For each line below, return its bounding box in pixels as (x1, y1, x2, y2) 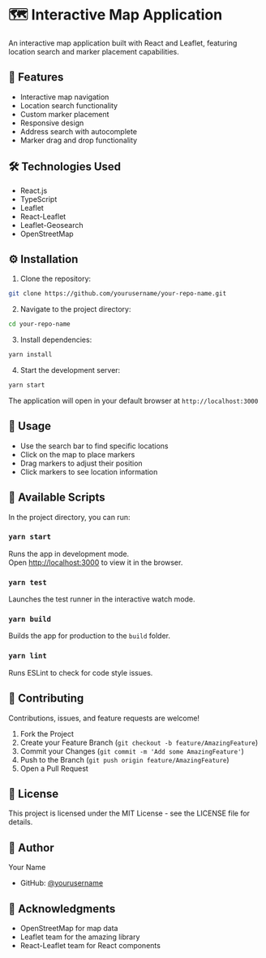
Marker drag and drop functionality (19, 135, 138, 145)
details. (8, 817, 33, 827)
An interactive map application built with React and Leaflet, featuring (8, 37, 238, 48)
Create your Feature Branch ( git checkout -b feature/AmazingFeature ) (19, 737, 259, 747)
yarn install (8, 351, 53, 359)
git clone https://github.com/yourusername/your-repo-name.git (8, 290, 227, 298)
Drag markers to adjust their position (19, 458, 144, 468)
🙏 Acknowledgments (8, 902, 116, 916)
